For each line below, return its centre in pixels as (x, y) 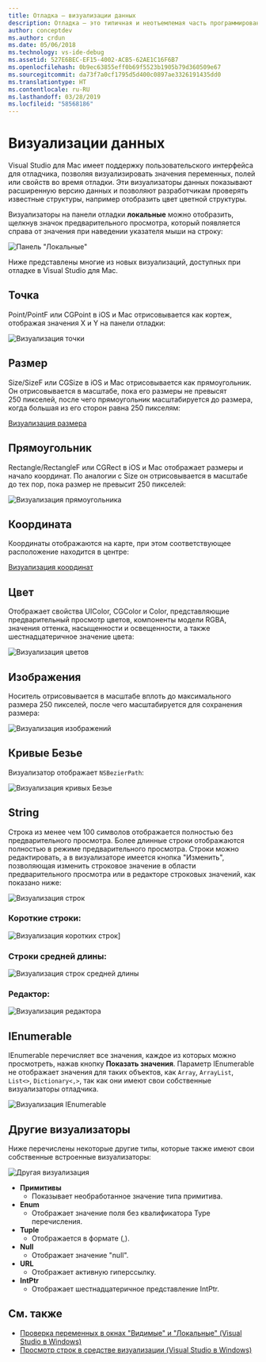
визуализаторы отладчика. (53, 1089)
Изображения (45, 677)
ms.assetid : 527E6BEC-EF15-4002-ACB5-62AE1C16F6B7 (93, 60)
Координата (40, 524)
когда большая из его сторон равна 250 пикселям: (94, 408)
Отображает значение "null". (80, 1256)
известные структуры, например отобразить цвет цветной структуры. (127, 199)
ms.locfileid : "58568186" (51, 104)
